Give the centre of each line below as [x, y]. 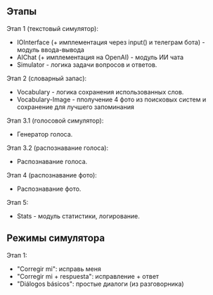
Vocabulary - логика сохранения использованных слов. [100, 92]
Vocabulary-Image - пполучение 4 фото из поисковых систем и [111, 99]
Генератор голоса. [45, 134]
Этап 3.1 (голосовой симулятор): [55, 120]
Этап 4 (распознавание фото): [52, 175]
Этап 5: [18, 202]
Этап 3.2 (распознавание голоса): [58, 148]
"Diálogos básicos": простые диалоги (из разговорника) [100, 284]
